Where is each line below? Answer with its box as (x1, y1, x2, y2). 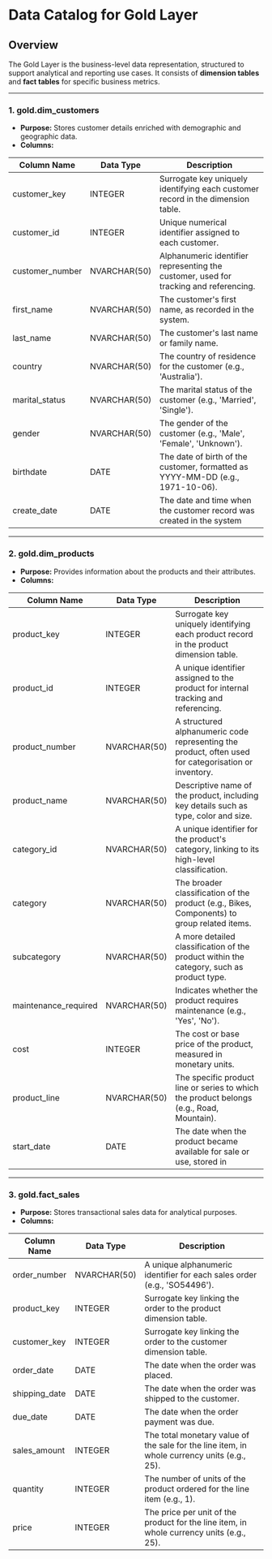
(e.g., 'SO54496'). (144, 1279, 215, 1290)
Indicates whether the (175, 984, 258, 996)
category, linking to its (175, 843, 260, 855)
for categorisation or (175, 756, 253, 768)
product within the (175, 951, 244, 963)
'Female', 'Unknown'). (159, 438, 243, 450)
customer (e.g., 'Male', (159, 428, 245, 439)
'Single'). (159, 404, 194, 416)
